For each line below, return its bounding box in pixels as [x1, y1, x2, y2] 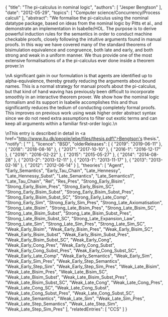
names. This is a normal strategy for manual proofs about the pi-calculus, [5, 83, 157, 89]
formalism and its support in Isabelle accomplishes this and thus [5, 99, 138, 105]
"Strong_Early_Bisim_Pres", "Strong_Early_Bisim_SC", [5, 184, 115, 190]
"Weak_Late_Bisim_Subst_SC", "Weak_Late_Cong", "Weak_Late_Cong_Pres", [5, 279, 163, 285]
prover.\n [5, 63, 24, 69]
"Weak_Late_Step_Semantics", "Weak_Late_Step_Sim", [5, 301, 118, 306]
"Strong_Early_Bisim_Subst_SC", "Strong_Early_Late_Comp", [5, 194, 129, 200]
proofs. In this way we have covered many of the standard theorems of [5, 42, 152, 47]
